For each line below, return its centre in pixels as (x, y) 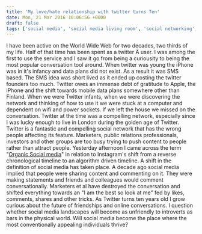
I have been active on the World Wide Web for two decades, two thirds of (97, 46)
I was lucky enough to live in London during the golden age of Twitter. (93, 122)
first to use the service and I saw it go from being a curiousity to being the (98, 58)
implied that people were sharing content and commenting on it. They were (99, 174)
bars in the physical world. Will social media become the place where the (97, 218)
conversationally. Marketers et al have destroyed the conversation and (93, 186)
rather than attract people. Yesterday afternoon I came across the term (94, 148)
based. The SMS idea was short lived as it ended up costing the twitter (94, 78)
